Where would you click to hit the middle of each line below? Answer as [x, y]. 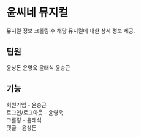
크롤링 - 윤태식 [24, 120]
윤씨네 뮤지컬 [37, 13]
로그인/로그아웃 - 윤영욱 [35, 112]
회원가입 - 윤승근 [27, 105]
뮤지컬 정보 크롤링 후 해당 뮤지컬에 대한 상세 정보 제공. [71, 31]
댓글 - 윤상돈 [21, 128]
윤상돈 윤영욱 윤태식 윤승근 [38, 67]
